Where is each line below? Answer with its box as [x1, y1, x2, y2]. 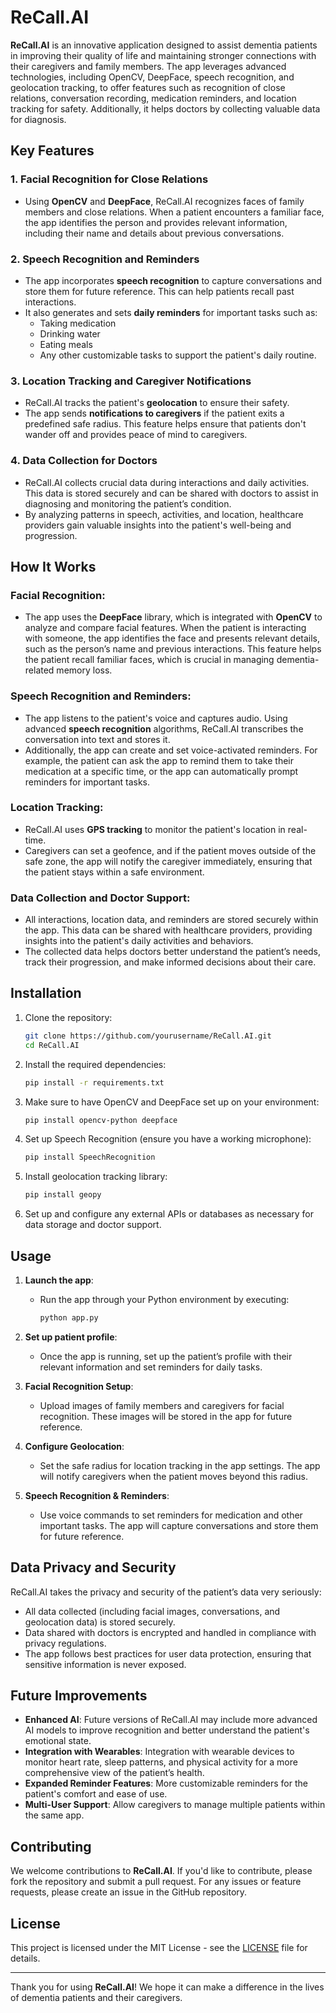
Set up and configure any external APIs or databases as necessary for [24, 1208, 315, 1220]
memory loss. [56, 664, 113, 676]
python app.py [39, 1312, 99, 1323]
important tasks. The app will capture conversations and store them [39, 1519, 319, 1531]
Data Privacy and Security [10, 1559, 177, 1576]
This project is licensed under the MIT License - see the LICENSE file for [10, 1942, 308, 1954]
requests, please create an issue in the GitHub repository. [10, 1886, 248, 1898]
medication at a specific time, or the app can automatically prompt [24, 765, 299, 777]
